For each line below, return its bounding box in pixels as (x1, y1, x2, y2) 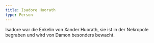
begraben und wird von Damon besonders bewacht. (5, 32, 115, 38)
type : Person (5, 12, 33, 17)
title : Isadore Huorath (5, 7, 56, 13)
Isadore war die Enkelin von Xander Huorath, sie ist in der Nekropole (5, 26, 149, 32)
